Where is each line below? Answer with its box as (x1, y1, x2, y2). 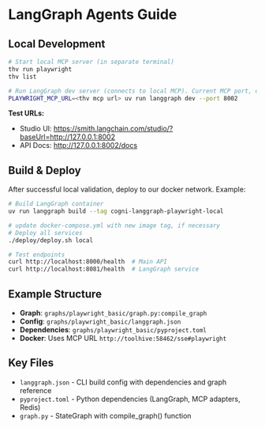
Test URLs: (8, 108, 45, 118)
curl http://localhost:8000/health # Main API (8, 258, 168, 266)
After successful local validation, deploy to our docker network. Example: (8, 184, 246, 195)
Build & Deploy (8, 164, 81, 177)
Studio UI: (19, 124, 53, 134)
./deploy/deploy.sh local (8, 236, 93, 244)
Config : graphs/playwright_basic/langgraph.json (19, 316, 181, 326)
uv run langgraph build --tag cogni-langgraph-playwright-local (8, 207, 224, 215)
